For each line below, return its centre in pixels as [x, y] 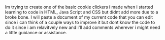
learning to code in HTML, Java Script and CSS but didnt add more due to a [82, 12]
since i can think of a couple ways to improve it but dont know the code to [80, 22]
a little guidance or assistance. [36, 33]
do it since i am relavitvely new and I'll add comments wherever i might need [83, 27]
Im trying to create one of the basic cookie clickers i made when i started [79, 7]
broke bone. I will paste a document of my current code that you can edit [79, 17]
